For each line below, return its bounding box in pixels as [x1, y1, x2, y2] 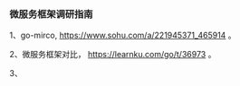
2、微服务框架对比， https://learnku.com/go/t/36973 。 [9, 49, 216, 60]
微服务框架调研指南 [9, 7, 93, 20]
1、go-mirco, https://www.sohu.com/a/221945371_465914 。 [9, 30, 237, 41]
